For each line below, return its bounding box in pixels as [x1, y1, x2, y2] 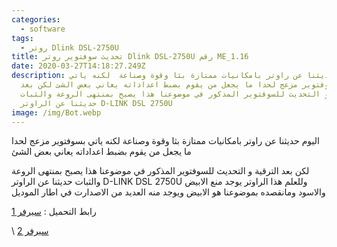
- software [20, 24, 66, 34]
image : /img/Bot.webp [11, 107, 102, 118]
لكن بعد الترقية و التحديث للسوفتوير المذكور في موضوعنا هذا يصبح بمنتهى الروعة [11, 165, 310, 177]
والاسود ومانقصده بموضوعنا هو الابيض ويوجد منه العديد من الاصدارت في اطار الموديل [11, 186, 326, 198]
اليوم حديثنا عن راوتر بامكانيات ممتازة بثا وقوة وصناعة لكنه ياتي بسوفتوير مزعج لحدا [11, 135, 320, 147]
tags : [11, 33, 34, 43]
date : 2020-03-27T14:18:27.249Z [11, 61, 146, 71]
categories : [11, 14, 61, 25]
